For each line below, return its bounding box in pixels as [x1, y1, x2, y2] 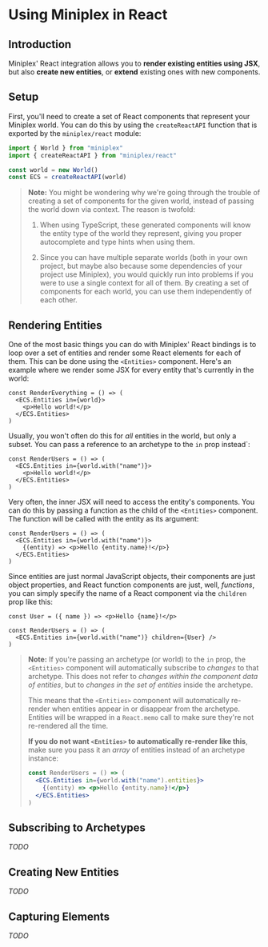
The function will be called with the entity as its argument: [8, 514, 199, 524]
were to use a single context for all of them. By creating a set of [39, 278, 250, 288]
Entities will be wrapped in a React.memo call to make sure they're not [27, 713, 254, 722]
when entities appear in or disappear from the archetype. [51, 704, 241, 713]
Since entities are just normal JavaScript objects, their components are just [8, 572, 256, 581]
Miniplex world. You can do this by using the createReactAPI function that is [8, 120, 258, 130]
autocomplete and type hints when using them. [39, 238, 195, 247]
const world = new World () [8, 166, 98, 174]
